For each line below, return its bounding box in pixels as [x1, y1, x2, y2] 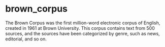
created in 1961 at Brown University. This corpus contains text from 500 [5, 25, 155, 31]
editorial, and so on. [5, 36, 47, 42]
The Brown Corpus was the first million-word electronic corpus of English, [5, 20, 160, 26]
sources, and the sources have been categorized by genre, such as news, [5, 30, 160, 36]
